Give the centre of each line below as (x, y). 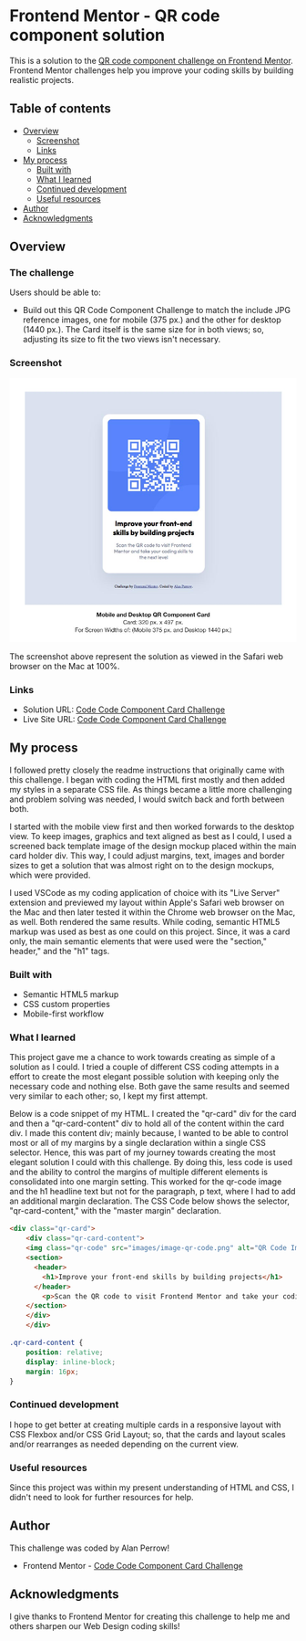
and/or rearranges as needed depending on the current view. (124, 1444)
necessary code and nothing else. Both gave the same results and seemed (149, 1087)
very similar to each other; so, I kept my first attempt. (109, 1096)
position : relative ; (65, 1352)
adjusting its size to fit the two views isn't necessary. (122, 340)
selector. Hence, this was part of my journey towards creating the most (143, 1152)
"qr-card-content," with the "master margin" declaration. (115, 1211)
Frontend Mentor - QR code (115, 16)
